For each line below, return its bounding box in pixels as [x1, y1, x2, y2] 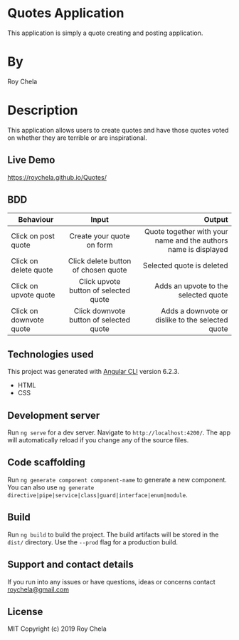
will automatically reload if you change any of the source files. [7, 436, 189, 445]
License [7, 605, 43, 618]
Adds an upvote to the [154, 281, 228, 291]
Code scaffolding [7, 457, 85, 469]
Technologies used [7, 348, 94, 360]
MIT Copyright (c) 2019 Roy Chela [7, 624, 107, 633]
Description [7, 102, 78, 118]
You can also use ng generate [7, 483, 95, 492]
